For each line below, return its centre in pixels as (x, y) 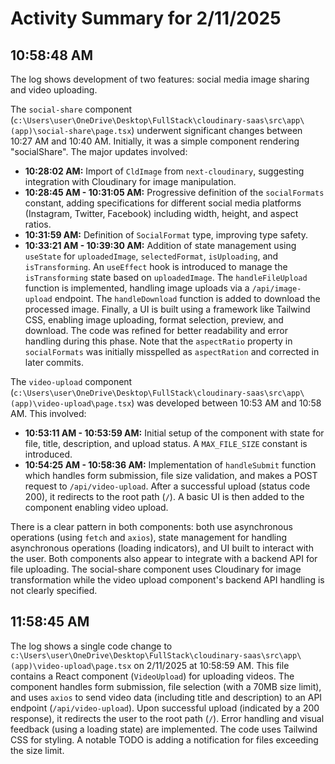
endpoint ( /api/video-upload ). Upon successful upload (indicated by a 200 (165, 708)
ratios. (38, 224)
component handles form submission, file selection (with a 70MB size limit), (166, 686)
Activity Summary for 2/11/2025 (146, 18)
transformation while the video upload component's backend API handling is (167, 580)
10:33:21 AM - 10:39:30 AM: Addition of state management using (160, 245)
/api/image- (276, 289)
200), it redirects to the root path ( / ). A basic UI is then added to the (164, 496)
